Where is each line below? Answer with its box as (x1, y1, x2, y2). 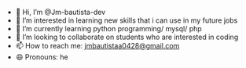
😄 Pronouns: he (15, 52, 68, 62)
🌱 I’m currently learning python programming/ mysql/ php (15, 24, 202, 33)
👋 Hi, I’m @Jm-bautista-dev (15, 8, 106, 16)
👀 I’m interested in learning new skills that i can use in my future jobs (15, 16, 238, 25)
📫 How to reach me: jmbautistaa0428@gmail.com (15, 41, 180, 50)
